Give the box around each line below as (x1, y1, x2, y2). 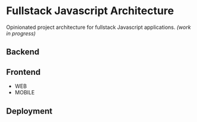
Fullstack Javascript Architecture (6, 4, 174, 18)
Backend (6, 47, 40, 57)
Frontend (6, 67, 41, 77)
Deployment (6, 106, 53, 116)
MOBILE (14, 89, 35, 96)
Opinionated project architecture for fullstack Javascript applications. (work (6, 24, 191, 31)
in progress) (6, 29, 36, 37)
